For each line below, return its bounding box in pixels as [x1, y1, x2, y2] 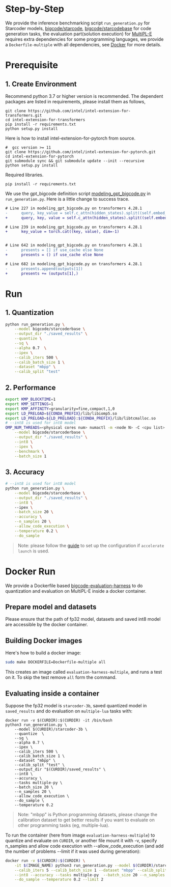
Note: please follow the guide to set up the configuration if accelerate [17, 542, 164, 548]
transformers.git [5, 113, 42, 118]
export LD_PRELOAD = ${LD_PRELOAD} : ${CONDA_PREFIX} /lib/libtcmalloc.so [5, 415, 156, 421]
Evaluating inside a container [5, 689, 100, 698]
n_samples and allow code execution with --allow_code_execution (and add [5, 843, 164, 849]
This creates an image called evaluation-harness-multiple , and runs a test [5, 669, 162, 675]
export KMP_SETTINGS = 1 [5, 401, 53, 406]
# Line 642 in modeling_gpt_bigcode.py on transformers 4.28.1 [5, 243, 142, 248]
